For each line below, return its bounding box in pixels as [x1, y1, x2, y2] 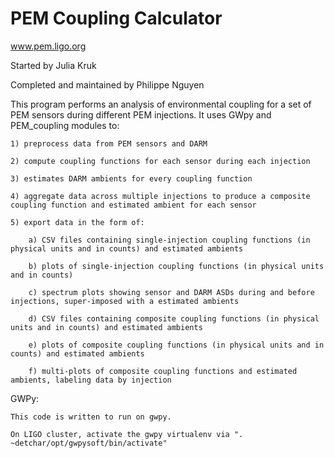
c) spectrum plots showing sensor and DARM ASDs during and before [28, 287, 315, 297]
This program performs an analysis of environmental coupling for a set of [10, 98, 312, 110]
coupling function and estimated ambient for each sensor [10, 200, 257, 210]
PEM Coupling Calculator [10, 7, 223, 30]
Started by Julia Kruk [10, 59, 97, 71]
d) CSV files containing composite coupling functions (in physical [28, 313, 320, 324]
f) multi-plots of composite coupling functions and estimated [28, 366, 298, 376]
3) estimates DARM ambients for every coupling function [10, 173, 253, 184]
